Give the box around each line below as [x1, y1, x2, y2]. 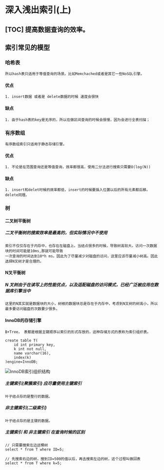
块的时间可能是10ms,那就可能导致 [5, 248, 63, 253]
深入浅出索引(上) [5, 4, 72, 16]
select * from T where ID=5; [5, 447, 64, 452]
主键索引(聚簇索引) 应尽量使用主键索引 [5, 380, 82, 386]
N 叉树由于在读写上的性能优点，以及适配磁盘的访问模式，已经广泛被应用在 [5, 282, 154, 288]
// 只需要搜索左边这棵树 [5, 443, 48, 448]
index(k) [14, 355, 32, 360]
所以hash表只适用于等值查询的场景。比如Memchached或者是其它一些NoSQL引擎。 [5, 72, 145, 76]
